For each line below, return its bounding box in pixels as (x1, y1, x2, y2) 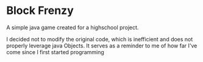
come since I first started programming (6, 48, 105, 55)
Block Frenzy (6, 4, 74, 18)
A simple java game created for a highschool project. (6, 24, 139, 31)
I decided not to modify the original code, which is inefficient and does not (6, 35, 193, 43)
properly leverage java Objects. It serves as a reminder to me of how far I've (6, 42, 198, 49)
